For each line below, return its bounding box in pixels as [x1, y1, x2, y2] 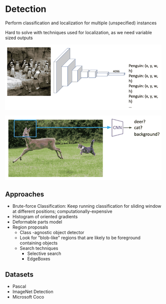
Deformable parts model [12, 219, 62, 225]
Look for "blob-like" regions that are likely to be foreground [19, 235, 141, 241]
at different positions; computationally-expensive [12, 208, 112, 214]
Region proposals [12, 224, 49, 230]
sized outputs [5, 35, 33, 41]
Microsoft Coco [12, 294, 45, 300]
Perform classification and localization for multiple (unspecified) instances [5, 20, 157, 26]
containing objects [19, 240, 58, 246]
